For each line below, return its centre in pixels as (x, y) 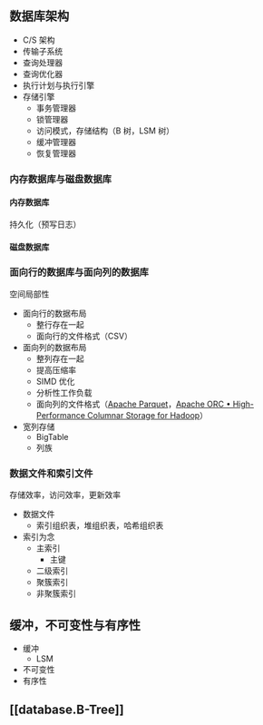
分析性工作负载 (64, 392)
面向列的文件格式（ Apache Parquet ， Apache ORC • (133, 404)
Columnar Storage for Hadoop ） (148, 415)
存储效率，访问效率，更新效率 (65, 495)
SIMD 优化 (55, 381)
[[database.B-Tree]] (67, 710)
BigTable (53, 436)
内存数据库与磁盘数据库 (60, 179)
